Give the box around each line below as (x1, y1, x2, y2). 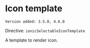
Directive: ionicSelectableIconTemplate (5, 27, 85, 33)
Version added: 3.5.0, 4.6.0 (5, 19, 65, 24)
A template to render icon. (5, 37, 58, 43)
